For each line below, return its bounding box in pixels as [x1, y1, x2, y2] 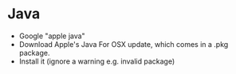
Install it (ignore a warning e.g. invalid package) [18, 56, 175, 66]
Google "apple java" [18, 31, 85, 41]
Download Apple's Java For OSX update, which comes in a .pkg [18, 39, 229, 49]
